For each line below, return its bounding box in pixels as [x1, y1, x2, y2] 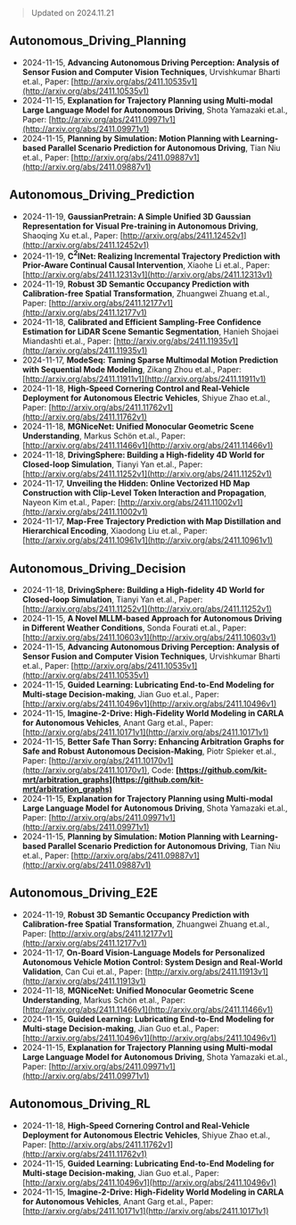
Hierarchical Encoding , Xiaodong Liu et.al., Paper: [21, 526, 208, 537]
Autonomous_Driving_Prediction [9, 187, 195, 203]
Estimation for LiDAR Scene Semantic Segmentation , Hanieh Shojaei [21, 326, 279, 337]
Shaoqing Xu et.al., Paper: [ [21, 229, 123, 240]
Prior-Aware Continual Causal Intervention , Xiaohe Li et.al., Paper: [21, 260, 270, 271]
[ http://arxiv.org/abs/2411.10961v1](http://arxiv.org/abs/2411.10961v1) [21, 535, 274, 546]
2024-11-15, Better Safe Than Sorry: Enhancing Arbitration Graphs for [21, 737, 285, 747]
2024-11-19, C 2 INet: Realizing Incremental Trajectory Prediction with [21, 249, 281, 262]
